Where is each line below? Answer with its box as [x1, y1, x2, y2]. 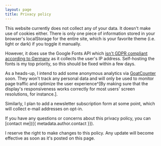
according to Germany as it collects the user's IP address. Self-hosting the [5, 55, 155, 61]
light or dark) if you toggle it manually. [5, 41, 81, 47]
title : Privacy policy [5, 12, 51, 17]
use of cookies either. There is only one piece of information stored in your [5, 30, 155, 36]
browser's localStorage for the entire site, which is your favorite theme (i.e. [5, 35, 156, 42]
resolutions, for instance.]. [5, 91, 58, 97]
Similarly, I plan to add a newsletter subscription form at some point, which [5, 100, 155, 106]
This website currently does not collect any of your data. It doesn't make [5, 25, 151, 31]
